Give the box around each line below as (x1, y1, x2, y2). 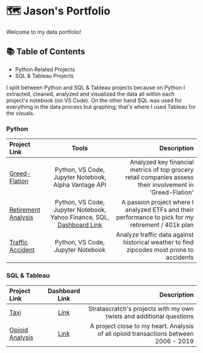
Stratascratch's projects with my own (88, 305, 194, 313)
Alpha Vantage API (53, 181, 107, 189)
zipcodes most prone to (126, 245, 194, 254)
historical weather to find (123, 238, 194, 247)
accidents (166, 253, 194, 262)
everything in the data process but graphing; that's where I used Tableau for (6, 103, 196, 110)
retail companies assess (125, 173, 194, 181)
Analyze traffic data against (115, 230, 194, 239)
